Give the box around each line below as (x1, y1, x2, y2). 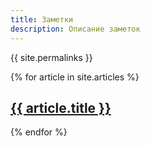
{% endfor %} (10, 126, 68, 138)
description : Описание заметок (10, 24, 141, 34)
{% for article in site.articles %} (10, 71, 140, 83)
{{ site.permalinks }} (10, 51, 93, 63)
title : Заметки (10, 14, 74, 25)
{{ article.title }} (10, 99, 112, 116)
